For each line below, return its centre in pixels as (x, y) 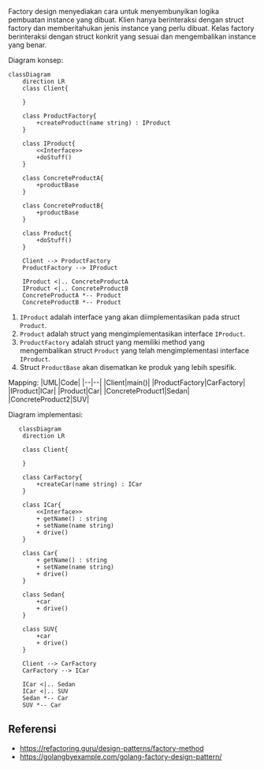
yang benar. (28, 45)
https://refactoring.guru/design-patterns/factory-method (112, 748)
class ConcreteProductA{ (63, 178)
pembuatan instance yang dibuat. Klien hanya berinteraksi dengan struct (126, 20)
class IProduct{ (49, 144)
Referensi (32, 729)
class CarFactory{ (52, 477)
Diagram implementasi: (46, 414)
